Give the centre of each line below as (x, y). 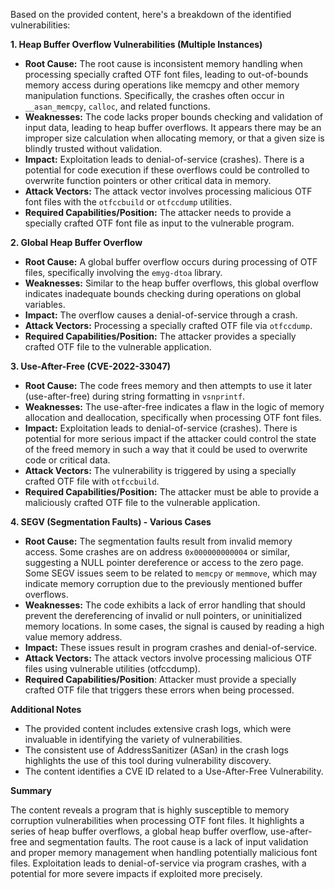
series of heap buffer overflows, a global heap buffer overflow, (139, 831)
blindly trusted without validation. (93, 148)
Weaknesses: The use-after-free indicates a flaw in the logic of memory (174, 407)
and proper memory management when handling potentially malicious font (164, 852)
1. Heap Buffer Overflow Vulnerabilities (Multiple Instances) (136, 44)
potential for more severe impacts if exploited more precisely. (136, 873)
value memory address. (73, 637)
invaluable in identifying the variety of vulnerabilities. (133, 739)
